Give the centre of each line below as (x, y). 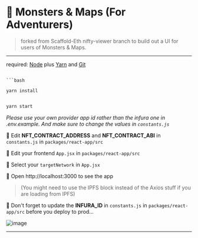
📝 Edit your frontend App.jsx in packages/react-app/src (73, 153)
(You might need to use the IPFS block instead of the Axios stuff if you (106, 187)
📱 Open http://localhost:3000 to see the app (60, 176)
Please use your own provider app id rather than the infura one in (86, 117)
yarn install (22, 91)
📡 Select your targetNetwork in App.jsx (53, 165)
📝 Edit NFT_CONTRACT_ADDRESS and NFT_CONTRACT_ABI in (83, 135)
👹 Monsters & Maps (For (66, 12)
